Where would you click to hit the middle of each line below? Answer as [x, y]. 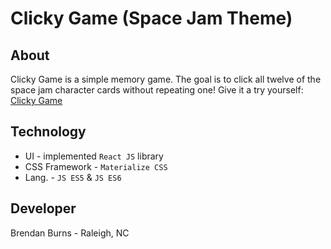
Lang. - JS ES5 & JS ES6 [73, 177]
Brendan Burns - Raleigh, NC [70, 233]
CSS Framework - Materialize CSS [96, 166]
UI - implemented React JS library [94, 156]
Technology [48, 132]
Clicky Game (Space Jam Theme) [151, 18]
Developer [43, 208]
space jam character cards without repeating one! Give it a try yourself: [157, 90]
